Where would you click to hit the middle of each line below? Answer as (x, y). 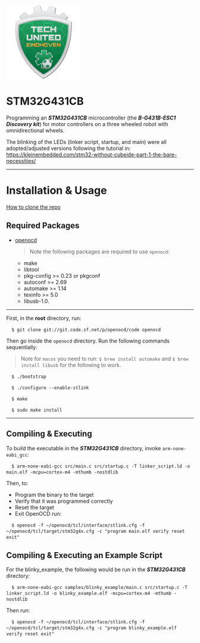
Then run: (18, 610)
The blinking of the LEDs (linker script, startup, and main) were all (86, 142)
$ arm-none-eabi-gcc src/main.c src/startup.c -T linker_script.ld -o (101, 466)
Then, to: (17, 483)
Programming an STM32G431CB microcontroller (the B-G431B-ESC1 (91, 118)
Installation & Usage (57, 191)
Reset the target (35, 507)
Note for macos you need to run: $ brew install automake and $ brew (104, 359)
